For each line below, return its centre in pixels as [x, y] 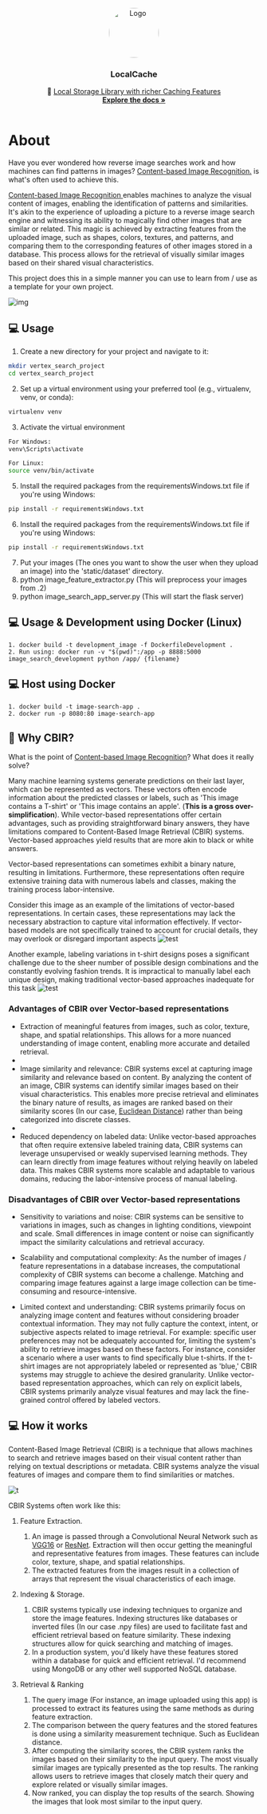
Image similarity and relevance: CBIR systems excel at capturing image [136, 1068]
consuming [38, 1291]
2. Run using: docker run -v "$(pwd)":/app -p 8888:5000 [105, 652]
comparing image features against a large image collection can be [128, 1282]
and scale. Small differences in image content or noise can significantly [137, 1233]
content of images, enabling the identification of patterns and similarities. [128, 204]
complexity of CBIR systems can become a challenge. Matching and [132, 1274]
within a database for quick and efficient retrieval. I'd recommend [139, 1660]
